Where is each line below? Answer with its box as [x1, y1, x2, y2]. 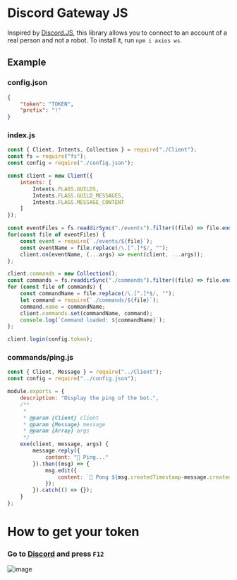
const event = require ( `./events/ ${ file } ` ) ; [20, 237, 153, 245]
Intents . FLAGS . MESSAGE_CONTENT [32, 198, 125, 206]
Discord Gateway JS [7, 5, 128, 21]
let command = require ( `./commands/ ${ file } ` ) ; [20, 296, 159, 304]
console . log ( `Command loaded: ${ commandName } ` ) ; [20, 317, 166, 324]
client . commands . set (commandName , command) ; [20, 309, 153, 317]
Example [7, 57, 47, 69]
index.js [7, 130, 35, 140]
